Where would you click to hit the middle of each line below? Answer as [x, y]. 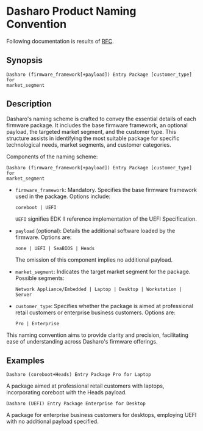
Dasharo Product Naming [71, 11]
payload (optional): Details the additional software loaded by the [95, 230]
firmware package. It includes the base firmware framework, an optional [97, 125]
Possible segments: [40, 278]
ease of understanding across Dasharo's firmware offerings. [82, 341]
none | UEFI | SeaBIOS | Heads [55, 248]
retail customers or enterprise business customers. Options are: [95, 312]
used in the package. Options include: [63, 196]
